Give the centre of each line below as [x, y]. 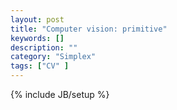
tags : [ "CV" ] [40, 66]
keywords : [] [37, 38]
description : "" [44, 47]
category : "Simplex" [53, 57]
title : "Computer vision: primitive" [89, 29]
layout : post [37, 19]
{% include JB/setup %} [60, 94]
